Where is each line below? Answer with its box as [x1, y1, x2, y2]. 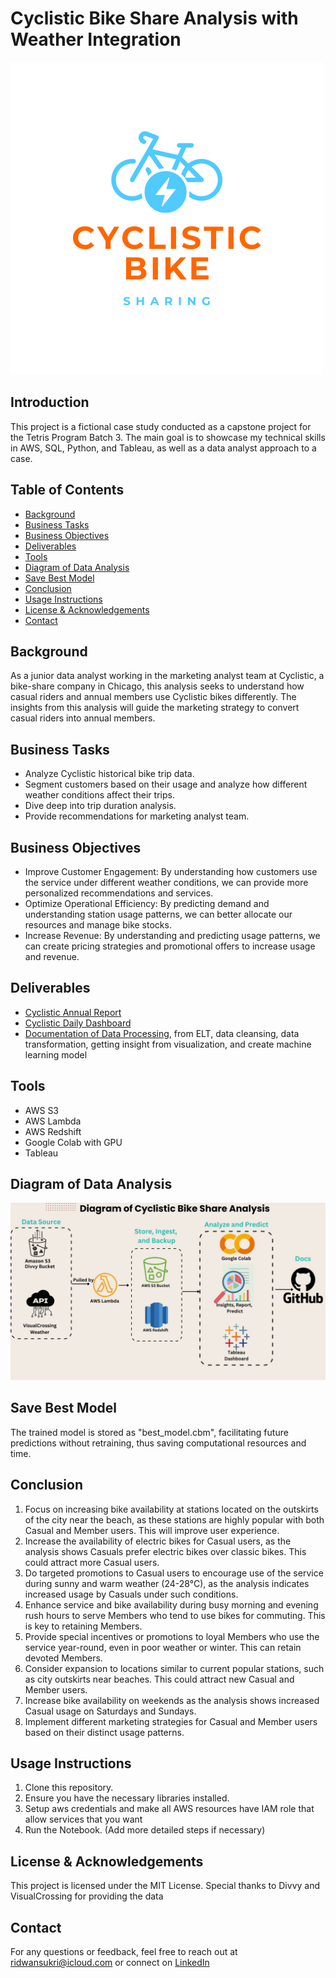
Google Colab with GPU [24, 1136, 123, 1148]
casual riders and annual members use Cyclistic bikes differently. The [10, 691, 297, 703]
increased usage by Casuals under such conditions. [24, 1588, 239, 1600]
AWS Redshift [24, 1125, 82, 1137]
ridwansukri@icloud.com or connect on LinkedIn [10, 1957, 210, 1968]
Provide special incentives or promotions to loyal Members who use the [24, 1630, 320, 1642]
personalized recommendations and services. [24, 887, 214, 899]
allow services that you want [24, 1813, 143, 1826]
